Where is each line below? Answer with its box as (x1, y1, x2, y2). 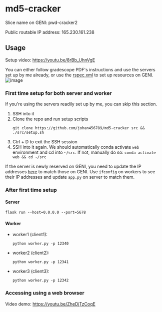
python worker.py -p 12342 (12, 278, 69, 283)
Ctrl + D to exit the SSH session (12, 139, 77, 145)
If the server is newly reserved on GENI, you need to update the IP (5, 163, 141, 170)
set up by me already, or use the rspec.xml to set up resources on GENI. (5, 72, 153, 78)
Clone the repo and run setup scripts (12, 116, 88, 122)
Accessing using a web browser (5, 290, 85, 297)
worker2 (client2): (12, 250, 49, 256)
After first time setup (5, 186, 57, 193)
